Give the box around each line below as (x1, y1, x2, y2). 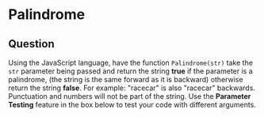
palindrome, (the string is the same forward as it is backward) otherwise (8, 75, 243, 84)
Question (8, 37, 55, 51)
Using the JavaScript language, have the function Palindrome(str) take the (8, 58, 254, 67)
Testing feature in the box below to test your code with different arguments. (8, 100, 256, 109)
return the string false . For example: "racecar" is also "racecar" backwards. (8, 83, 256, 92)
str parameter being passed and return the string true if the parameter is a (8, 66, 254, 76)
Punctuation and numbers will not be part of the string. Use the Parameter (8, 92, 251, 100)
